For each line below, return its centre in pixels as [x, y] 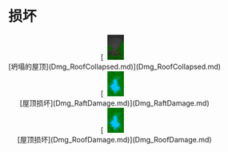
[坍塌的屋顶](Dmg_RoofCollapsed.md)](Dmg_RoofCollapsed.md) [115, 66]
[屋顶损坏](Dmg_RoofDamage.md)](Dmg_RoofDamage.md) [114, 139]
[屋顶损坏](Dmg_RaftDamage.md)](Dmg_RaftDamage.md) [114, 103]
